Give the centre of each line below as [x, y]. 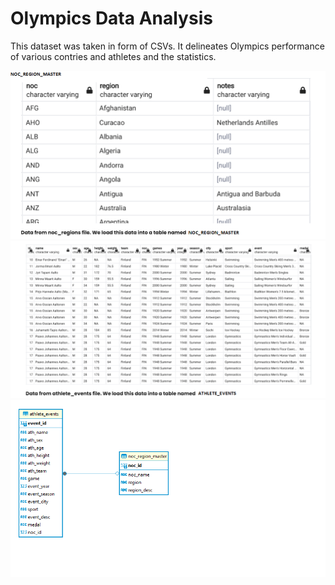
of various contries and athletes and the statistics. [113, 56]
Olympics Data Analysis [111, 18]
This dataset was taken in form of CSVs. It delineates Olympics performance [167, 46]
